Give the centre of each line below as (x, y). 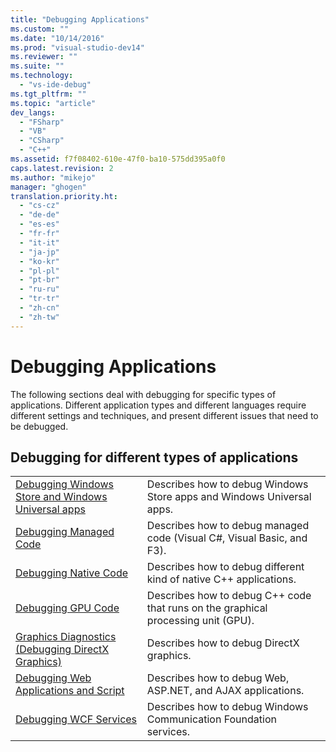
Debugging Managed (65, 532)
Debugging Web (53, 678)
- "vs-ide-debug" (55, 85)
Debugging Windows (64, 484)
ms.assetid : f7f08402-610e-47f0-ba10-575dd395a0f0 (118, 159)
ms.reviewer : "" (44, 57)
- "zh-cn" (39, 308)
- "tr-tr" (39, 299)
